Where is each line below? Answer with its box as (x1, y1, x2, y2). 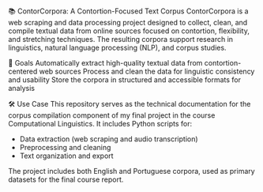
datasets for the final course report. (8, 175, 124, 184)
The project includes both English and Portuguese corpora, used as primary (8, 167, 255, 175)
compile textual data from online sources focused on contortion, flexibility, (8, 26, 250, 36)
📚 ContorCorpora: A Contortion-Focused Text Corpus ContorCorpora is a (8, 6, 249, 16)
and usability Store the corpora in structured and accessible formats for (8, 75, 241, 85)
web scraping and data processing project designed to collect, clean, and (8, 18, 248, 27)
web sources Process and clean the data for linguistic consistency (39, 66, 255, 76)
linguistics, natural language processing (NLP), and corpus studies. (8, 43, 227, 52)
